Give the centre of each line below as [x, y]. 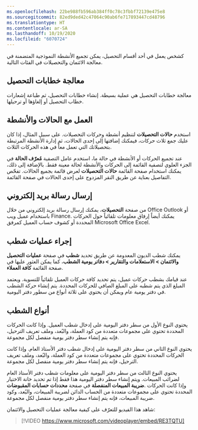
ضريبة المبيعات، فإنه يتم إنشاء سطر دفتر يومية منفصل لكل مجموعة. [81, 398]
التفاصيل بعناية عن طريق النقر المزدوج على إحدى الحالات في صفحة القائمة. [89, 177]
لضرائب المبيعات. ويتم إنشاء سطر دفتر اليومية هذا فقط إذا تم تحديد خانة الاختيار [93, 379]
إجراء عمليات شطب [39, 241]
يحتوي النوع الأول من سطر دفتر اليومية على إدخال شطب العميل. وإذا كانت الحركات [97, 325]
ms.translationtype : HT [36, 22]
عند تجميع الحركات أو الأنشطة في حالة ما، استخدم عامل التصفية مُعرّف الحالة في [95, 158]
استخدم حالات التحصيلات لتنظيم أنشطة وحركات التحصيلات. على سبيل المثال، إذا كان [99, 134]
